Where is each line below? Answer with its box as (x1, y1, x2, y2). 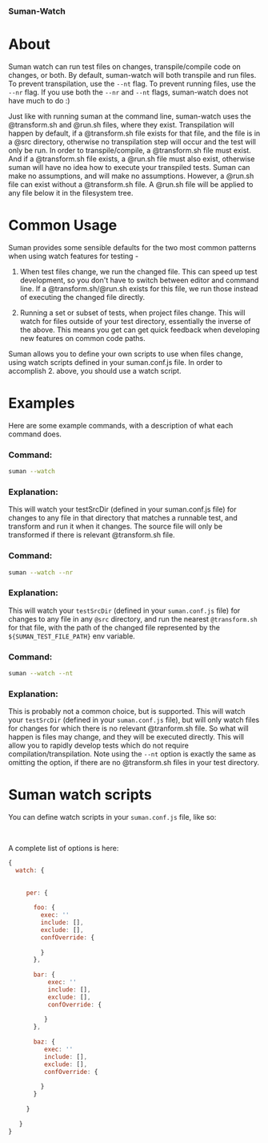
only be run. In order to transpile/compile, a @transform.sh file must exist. (8, 145, 252, 155)
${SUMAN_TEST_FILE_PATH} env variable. (8, 631, 136, 641)
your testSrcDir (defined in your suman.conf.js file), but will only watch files (8, 715, 260, 725)
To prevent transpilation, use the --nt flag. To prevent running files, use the (8, 79, 256, 88)
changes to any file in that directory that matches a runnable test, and (8, 513, 238, 523)
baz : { (33, 1038, 56, 1046)
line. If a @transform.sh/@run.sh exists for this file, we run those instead (19, 283, 258, 294)
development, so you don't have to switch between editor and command (19, 275, 259, 285)
